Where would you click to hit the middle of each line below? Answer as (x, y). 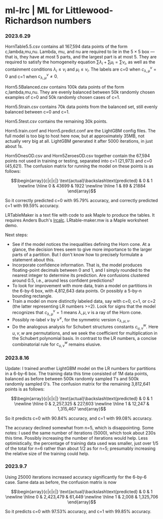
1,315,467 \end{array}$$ (82, 409)
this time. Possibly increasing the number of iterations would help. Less (76, 438)
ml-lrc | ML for (35, 10)
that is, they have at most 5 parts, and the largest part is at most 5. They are (81, 57)
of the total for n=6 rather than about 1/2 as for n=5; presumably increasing (80, 448)
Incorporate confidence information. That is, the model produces (77, 265)
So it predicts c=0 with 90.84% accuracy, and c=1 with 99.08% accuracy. (79, 418)
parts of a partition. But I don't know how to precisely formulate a (77, 255)
